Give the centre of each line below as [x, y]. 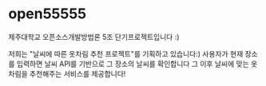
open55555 [48, 14]
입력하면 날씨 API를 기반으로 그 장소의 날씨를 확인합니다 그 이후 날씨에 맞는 [133, 64]
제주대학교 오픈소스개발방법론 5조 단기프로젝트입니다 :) [94, 37]
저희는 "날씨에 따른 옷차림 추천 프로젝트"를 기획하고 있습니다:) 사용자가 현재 [126, 53]
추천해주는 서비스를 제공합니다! [77, 73]
